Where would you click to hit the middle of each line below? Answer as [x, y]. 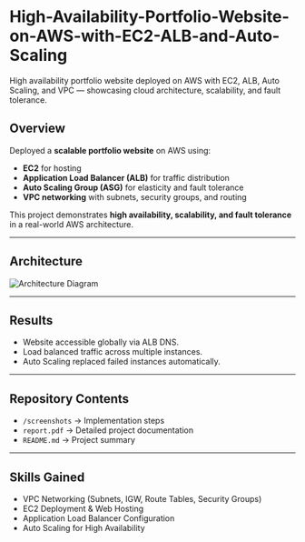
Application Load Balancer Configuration [98, 518]
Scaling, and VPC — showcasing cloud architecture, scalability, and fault [145, 90]
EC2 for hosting [52, 168]
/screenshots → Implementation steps [93, 421]
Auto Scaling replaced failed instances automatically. [121, 362]
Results [31, 320]
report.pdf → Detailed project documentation [108, 430]
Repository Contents [69, 399]
